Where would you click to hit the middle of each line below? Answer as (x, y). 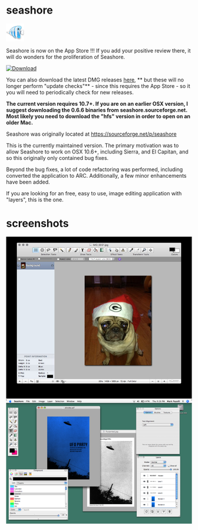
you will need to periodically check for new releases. (70, 92)
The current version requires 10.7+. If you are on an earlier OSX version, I (97, 103)
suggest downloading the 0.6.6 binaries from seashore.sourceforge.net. (97, 110)
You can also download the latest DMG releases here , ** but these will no (95, 80)
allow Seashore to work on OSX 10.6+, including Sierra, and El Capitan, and (97, 152)
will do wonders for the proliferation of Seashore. (66, 57)
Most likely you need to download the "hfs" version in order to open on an (98, 116)
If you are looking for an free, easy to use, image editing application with (94, 193)
